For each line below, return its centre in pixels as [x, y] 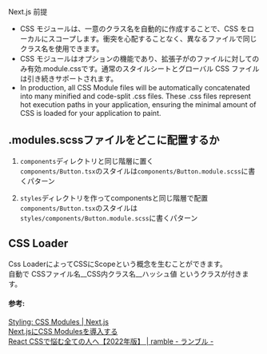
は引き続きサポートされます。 [69, 79]
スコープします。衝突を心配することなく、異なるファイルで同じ [152, 39]
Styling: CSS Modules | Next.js [59, 321]
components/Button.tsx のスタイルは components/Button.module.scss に [134, 171]
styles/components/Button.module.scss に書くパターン [109, 217]
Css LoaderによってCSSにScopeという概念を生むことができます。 [118, 264]
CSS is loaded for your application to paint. [90, 113]
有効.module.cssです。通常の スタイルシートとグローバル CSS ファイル [143, 69]
